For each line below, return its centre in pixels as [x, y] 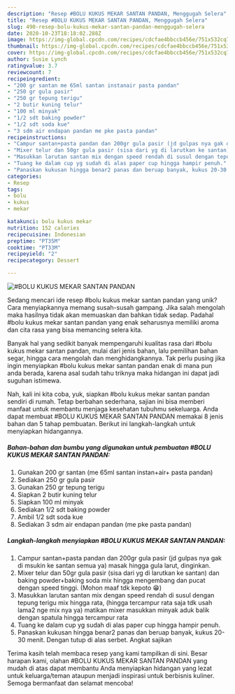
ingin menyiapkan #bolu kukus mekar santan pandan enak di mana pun [110, 366]
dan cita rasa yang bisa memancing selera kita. [75, 330]
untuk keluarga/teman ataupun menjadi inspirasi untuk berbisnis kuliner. [111, 675]
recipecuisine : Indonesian [47, 234]
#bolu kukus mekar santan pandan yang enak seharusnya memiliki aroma [113, 322]
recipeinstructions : [37, 137]
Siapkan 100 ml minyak [50, 502]
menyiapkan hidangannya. [45, 431]
